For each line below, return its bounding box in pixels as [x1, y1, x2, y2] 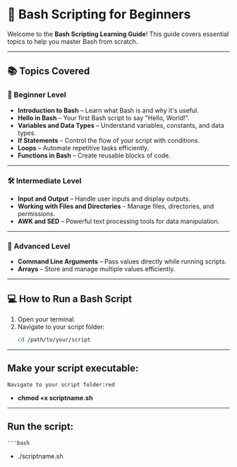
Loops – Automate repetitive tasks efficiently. [17, 143, 150, 152]
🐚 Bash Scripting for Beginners [7, 6, 191, 23]
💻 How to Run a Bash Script [7, 292, 133, 305]
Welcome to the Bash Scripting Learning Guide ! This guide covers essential [7, 30, 229, 38]
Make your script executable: [7, 362, 139, 374]
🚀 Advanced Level [7, 241, 71, 251]
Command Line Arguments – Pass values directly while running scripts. [17, 257, 227, 266]
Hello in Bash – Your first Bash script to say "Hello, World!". [17, 113, 190, 122]
